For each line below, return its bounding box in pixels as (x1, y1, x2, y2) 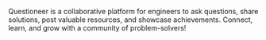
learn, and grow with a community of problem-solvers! (8, 24, 187, 32)
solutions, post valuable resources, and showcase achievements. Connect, (8, 15, 253, 24)
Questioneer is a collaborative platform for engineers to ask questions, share (8, 7, 259, 16)
